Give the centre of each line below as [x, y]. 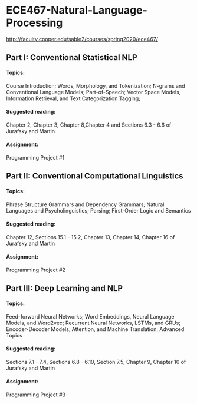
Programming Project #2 [36, 270]
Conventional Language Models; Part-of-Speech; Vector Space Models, [93, 92]
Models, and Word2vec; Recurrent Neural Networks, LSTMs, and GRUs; [93, 323]
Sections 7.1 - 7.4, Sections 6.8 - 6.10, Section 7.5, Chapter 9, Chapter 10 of [96, 362]
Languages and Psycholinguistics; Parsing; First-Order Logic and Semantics [98, 210]
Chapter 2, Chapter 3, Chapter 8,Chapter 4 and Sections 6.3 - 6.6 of [89, 125]
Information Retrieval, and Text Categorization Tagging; [73, 98]
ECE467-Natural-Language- [77, 10]
